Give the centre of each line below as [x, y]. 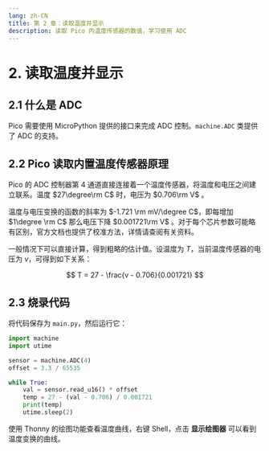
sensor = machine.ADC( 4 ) [50, 360]
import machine [34, 338]
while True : [28, 383]
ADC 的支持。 [40, 136]
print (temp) [43, 405]
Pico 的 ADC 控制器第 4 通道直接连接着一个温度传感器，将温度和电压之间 [129, 185]
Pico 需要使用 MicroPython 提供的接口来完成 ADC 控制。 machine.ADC [122, 126]
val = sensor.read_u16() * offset [80, 390]
